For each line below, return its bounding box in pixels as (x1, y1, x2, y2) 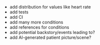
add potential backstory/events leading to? (9, 30, 95, 35)
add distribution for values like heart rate (9, 4, 91, 10)
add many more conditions (9, 19, 64, 25)
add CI (9, 14, 23, 20)
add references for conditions (9, 24, 69, 30)
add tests (9, 9, 29, 15)
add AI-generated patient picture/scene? (9, 34, 91, 40)
